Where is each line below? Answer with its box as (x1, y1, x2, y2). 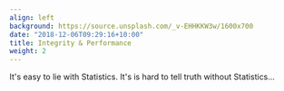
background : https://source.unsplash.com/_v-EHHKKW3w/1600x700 (9, 22, 254, 31)
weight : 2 (9, 47, 47, 56)
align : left (9, 13, 54, 23)
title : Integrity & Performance (9, 38, 132, 48)
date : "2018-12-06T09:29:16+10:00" (9, 30, 144, 39)
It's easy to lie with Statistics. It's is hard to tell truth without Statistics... (9, 71, 275, 82)
